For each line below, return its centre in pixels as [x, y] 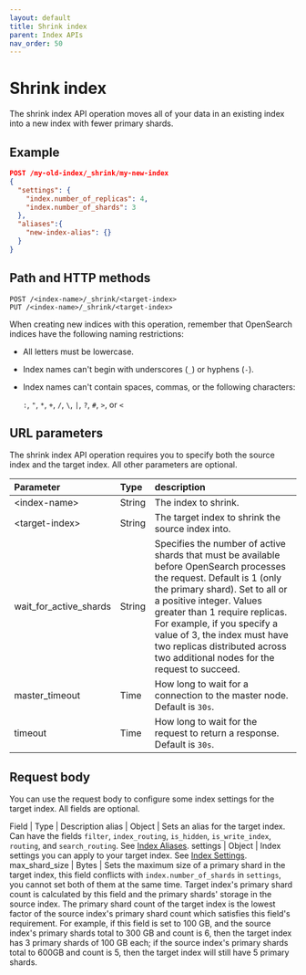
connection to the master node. [221, 696]
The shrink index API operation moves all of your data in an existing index [147, 114]
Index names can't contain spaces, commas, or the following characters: [159, 387]
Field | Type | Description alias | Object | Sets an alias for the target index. [148, 826]
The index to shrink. [197, 503]
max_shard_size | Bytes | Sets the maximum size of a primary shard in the [148, 865]
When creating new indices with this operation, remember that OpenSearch [151, 324]
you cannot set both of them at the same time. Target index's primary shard [151, 885]
